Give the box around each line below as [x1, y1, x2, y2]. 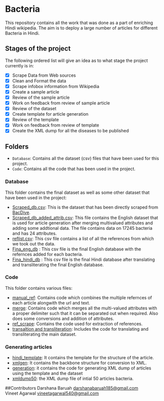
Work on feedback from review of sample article [12, 100, 110, 106]
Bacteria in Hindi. [5, 30, 40, 36]
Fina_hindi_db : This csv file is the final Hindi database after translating [12, 256, 155, 262]
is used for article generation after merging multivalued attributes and [12, 220, 153, 226]
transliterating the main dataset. [12, 331, 77, 337]
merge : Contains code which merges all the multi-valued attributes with [12, 305, 157, 311]
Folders [5, 142, 29, 151]
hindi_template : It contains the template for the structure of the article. [12, 355, 154, 361]
